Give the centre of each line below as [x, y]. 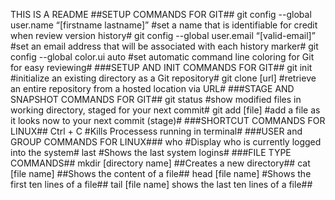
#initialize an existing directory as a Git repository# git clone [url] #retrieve [163, 78]
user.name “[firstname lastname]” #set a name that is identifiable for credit [164, 25]
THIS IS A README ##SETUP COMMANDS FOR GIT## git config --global [161, 14]
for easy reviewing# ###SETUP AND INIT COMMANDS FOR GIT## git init [161, 67]
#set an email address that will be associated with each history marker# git [164, 46]
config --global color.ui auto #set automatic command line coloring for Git [162, 57]
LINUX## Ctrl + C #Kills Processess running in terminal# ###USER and [156, 131]
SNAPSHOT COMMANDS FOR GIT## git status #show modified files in [156, 99]
